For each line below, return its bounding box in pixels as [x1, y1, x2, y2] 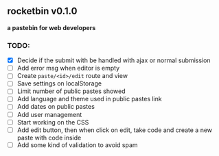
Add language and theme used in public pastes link [16, 95, 163, 103]
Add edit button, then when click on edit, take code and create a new [16, 126, 213, 134]
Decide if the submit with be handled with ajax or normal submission [16, 56, 211, 64]
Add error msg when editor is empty [16, 64, 120, 73]
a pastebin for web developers [7, 23, 96, 31]
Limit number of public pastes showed [16, 87, 126, 95]
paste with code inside [16, 133, 82, 142]
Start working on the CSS [16, 118, 89, 126]
